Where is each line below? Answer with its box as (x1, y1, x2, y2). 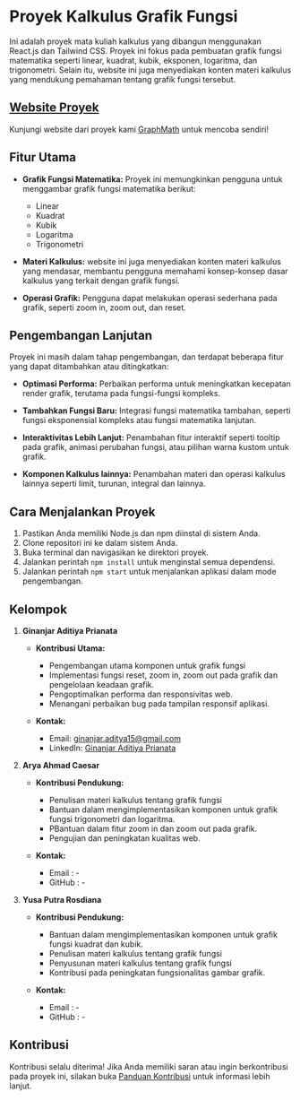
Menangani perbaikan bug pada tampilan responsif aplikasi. (48, 698, 270, 709)
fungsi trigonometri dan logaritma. (48, 814, 176, 824)
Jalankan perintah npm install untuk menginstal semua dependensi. (21, 557, 276, 567)
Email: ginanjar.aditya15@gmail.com (48, 733, 182, 743)
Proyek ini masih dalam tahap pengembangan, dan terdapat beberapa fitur (9, 351, 284, 362)
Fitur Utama (9, 150, 77, 165)
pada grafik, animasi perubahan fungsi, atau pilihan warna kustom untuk (21, 442, 289, 453)
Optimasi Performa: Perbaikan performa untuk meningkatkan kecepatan (21, 378, 291, 389)
